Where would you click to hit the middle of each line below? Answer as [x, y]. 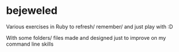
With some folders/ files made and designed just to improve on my [86, 38]
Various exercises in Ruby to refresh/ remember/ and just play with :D [90, 27]
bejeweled [32, 11]
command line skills [30, 44]
